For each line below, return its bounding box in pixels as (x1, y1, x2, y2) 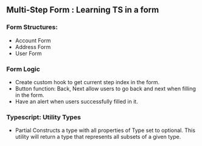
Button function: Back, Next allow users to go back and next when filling (15, 85, 197, 92)
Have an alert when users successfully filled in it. (15, 98, 138, 105)
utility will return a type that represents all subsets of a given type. (15, 133, 181, 141)
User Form (15, 50, 42, 57)
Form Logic (6, 65, 41, 73)
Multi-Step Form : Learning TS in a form (6, 5, 159, 15)
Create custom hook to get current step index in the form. (15, 78, 160, 85)
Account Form (15, 36, 51, 44)
